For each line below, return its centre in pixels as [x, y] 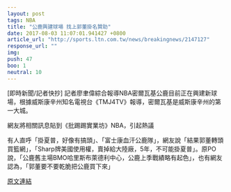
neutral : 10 [24, 72]
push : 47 [20, 59]
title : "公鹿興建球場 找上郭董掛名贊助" [59, 27]
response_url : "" [32, 46]
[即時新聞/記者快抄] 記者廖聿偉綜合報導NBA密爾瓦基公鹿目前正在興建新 [109, 93]
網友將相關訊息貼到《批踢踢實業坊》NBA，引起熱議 [81, 125]
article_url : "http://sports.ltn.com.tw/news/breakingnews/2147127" [109, 40]
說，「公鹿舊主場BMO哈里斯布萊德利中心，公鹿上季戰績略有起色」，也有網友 [115, 157]
